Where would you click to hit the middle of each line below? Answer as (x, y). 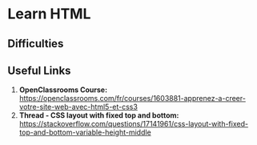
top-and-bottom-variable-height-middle (85, 132)
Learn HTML (49, 14)
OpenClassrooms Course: (63, 90)
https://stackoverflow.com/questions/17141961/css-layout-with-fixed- (134, 124)
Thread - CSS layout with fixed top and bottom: (99, 115)
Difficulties (36, 44)
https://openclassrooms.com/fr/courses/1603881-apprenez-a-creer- (132, 99)
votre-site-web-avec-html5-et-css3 (78, 107)
